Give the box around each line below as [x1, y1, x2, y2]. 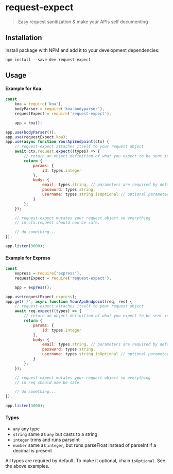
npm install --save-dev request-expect [5, 57, 91, 62]
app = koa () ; [14, 120, 43, 125]
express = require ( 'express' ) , [14, 271, 82, 276]
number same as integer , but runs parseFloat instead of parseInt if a [12, 442, 157, 448]
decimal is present [12, 448, 53, 454]
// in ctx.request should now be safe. [14, 220, 100, 225]
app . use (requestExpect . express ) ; [5, 294, 77, 299]
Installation [5, 33, 42, 42]
